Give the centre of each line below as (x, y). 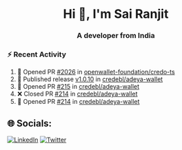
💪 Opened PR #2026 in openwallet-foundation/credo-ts (96, 72)
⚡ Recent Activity (37, 54)
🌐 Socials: (30, 123)
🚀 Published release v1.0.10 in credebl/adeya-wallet (90, 79)
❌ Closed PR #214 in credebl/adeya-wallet (77, 94)
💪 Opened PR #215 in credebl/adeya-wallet (78, 87)
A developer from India (116, 36)
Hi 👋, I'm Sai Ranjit (116, 14)
